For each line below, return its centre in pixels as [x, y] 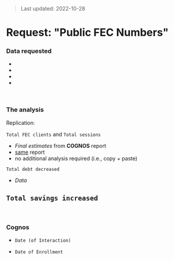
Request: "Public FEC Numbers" [88, 33]
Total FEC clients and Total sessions [53, 134]
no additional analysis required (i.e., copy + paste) [76, 158]
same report [30, 152]
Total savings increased [52, 198]
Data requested [29, 51]
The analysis [25, 110]
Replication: [20, 123]
